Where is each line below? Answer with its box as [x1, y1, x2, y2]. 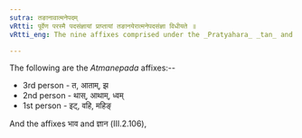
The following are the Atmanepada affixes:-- [9, 62, 176, 73]
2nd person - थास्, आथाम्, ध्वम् [22, 90, 124, 101]
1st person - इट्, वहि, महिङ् [22, 100, 112, 111]
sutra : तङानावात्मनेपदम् [9, 13, 79, 23]
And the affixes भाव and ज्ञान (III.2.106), [9, 118, 147, 129]
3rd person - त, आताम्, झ [22, 80, 109, 91]
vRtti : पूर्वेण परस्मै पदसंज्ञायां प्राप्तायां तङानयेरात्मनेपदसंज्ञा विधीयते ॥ [9, 22, 196, 31]
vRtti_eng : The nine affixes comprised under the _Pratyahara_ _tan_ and [9, 30, 294, 39]
